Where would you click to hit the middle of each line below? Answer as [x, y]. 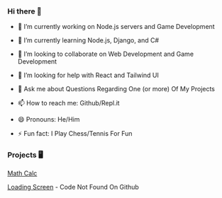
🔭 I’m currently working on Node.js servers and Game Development [116, 27]
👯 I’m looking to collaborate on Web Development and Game [105, 54]
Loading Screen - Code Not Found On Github [73, 187]
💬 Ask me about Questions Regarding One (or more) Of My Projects [116, 89]
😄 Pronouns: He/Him [49, 120]
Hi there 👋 [25, 11]
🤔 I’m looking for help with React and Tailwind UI [88, 75]
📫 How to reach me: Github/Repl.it [68, 103]
